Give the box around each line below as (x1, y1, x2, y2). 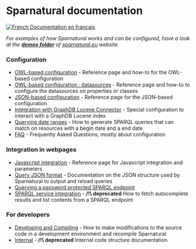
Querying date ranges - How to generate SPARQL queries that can (14, 119, 174, 126)
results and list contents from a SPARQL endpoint (14, 196, 133, 203)
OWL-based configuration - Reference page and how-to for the (14, 69, 167, 76)
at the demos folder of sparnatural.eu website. (6, 41, 120, 48)
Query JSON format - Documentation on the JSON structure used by (14, 171, 180, 178)
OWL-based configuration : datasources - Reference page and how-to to (14, 81, 190, 88)
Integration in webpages (6, 146, 77, 154)
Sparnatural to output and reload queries (14, 177, 113, 185)
